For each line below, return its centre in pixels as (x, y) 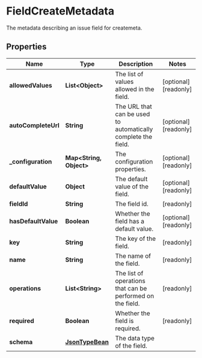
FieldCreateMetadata (60, 11)
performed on (135, 296)
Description (136, 63)
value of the (132, 187)
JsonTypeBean (87, 342)
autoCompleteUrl (35, 125)
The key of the (136, 238)
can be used (133, 114)
